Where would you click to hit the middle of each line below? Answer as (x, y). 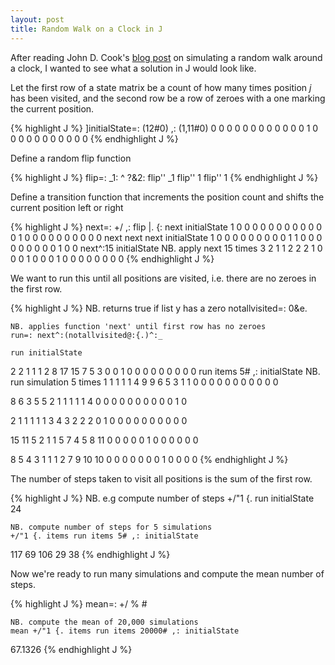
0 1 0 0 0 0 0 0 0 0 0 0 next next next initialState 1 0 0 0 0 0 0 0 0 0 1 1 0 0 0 (166, 237)
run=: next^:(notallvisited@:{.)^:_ (86, 335)
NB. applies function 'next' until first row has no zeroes (138, 326)
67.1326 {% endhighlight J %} (71, 649)
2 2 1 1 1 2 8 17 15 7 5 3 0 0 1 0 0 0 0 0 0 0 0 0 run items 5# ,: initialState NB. (165, 371)
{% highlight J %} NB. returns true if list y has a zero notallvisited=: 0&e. (159, 308)
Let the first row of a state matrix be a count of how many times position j (161, 87)
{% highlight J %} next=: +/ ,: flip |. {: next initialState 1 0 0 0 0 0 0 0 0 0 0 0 (166, 227)
